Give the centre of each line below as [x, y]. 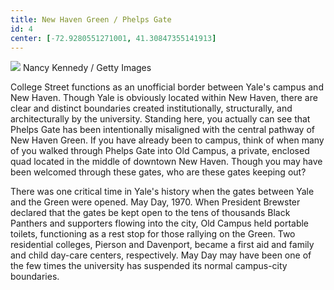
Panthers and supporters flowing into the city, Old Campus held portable [160, 223]
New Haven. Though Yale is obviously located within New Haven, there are [164, 98]
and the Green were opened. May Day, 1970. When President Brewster [155, 202]
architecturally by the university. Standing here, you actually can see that [160, 119]
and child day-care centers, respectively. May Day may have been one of [161, 255]
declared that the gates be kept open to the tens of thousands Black [150, 213]
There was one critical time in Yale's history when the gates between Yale [162, 192]
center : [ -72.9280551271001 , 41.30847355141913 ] [113, 38]
